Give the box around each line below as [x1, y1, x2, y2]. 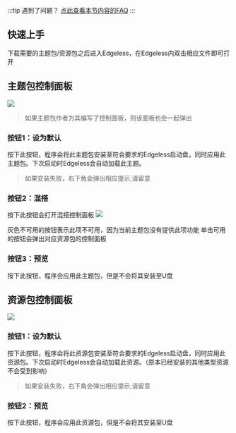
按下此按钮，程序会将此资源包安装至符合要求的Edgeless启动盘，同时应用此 [7, 348, 226, 358]
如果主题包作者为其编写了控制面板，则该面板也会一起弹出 [24, 114, 192, 122]
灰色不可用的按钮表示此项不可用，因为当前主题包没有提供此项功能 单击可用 [7, 226, 226, 234]
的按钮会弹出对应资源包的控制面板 [7, 235, 107, 243]
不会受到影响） [7, 366, 51, 375]
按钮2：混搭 [7, 193, 49, 203]
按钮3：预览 [7, 254, 49, 264]
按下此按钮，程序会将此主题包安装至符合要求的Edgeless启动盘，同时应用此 [7, 150, 226, 159]
